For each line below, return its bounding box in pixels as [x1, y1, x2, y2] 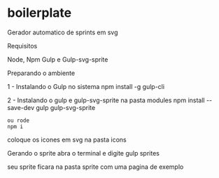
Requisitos [7, 41, 38, 50]
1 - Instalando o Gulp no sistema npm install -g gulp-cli [7, 82, 165, 90]
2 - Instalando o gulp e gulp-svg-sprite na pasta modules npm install [7, 96, 205, 104]
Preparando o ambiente [7, 69, 76, 77]
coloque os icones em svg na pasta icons [7, 135, 127, 144]
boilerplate [7, 5, 72, 21]
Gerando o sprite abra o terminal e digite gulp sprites [7, 149, 160, 157]
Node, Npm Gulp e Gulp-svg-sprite [7, 55, 108, 64]
